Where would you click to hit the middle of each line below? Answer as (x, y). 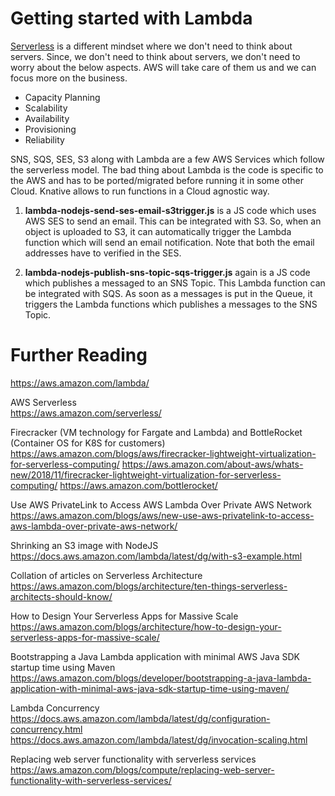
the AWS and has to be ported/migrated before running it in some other (157, 180)
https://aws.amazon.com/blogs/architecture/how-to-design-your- (146, 626)
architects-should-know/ (61, 596)
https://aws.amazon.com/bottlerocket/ (138, 485)
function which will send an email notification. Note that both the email (169, 242)
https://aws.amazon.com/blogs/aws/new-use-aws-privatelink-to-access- (162, 515)
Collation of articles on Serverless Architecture (106, 575)
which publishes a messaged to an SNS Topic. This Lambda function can (175, 283)
